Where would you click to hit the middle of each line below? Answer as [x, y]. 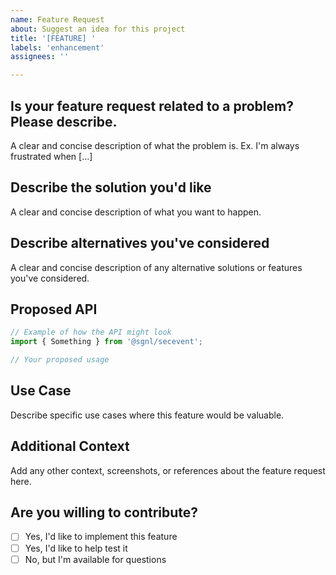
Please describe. [64, 121]
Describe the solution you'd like [111, 187]
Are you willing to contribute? [104, 512]
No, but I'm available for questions [95, 559]
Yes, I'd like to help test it [76, 548]
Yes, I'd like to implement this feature [101, 537]
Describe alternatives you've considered [140, 243]
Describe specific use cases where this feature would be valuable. [147, 415]
